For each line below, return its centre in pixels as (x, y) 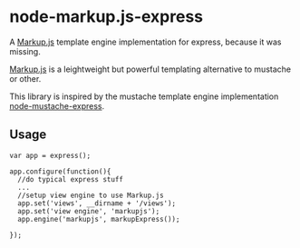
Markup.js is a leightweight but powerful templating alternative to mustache (150, 69)
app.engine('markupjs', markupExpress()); (99, 219)
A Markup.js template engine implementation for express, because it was (145, 42)
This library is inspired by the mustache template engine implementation (144, 96)
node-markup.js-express (106, 17)
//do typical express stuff (71, 179)
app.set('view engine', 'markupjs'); (89, 211)
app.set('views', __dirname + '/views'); (97, 203)
